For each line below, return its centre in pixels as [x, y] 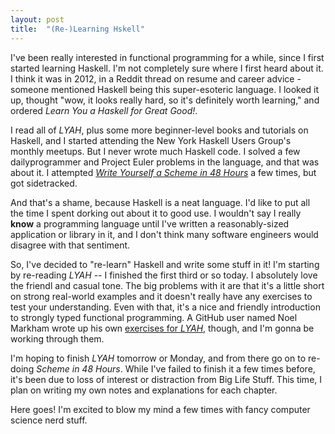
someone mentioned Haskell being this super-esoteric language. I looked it [165, 89]
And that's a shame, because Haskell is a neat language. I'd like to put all [160, 202]
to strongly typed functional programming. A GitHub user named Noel [154, 317]
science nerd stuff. [49, 420]
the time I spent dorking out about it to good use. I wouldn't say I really [156, 213]
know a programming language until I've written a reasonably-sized [150, 223]
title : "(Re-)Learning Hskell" [77, 29]
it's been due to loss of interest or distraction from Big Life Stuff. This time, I [166, 379]
